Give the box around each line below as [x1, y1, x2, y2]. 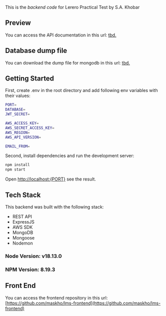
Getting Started [5, 74, 54, 83]
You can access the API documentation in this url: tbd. [5, 32, 117, 38]
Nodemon [12, 240, 33, 246]
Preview [5, 18, 31, 27]
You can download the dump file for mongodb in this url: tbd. [5, 59, 131, 65]
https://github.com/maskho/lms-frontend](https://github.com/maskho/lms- [6, 300, 161, 306]
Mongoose [12, 235, 35, 240]
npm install [5, 162, 30, 167]
